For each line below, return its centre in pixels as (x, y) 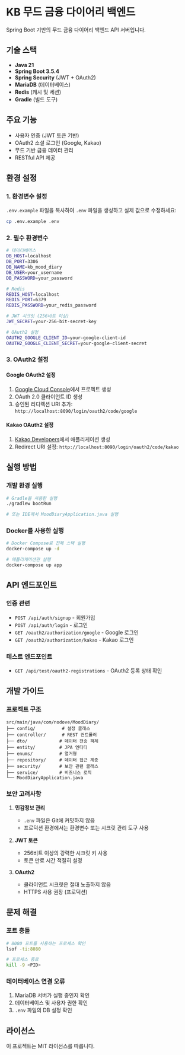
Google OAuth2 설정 (31, 375)
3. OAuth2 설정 (27, 359)
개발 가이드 (25, 691)
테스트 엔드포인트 (29, 656)
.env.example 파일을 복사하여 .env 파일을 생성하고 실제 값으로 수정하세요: (91, 211)
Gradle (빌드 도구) (36, 99)
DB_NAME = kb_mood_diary (34, 267)
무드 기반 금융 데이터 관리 (44, 150)
